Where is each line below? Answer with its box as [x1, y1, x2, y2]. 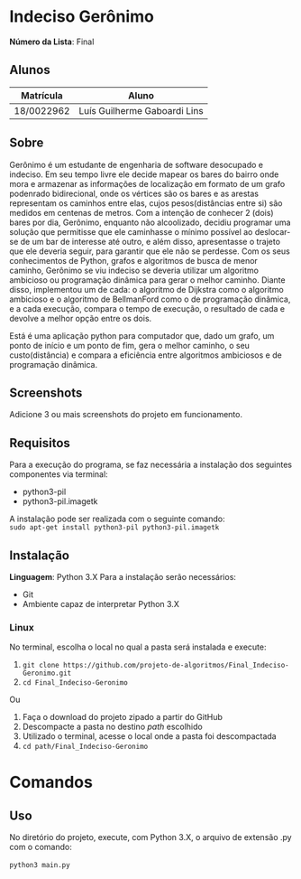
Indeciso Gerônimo [9, 6, 155, 27]
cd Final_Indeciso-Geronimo [22, 678, 128, 687]
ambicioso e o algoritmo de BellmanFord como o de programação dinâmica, [9, 294, 291, 304]
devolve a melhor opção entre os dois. [9, 313, 152, 323]
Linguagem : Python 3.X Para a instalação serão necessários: [9, 572, 237, 582]
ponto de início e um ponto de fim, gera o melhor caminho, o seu [9, 340, 251, 351]
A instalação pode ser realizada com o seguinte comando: [9, 513, 225, 525]
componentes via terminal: [9, 469, 108, 480]
